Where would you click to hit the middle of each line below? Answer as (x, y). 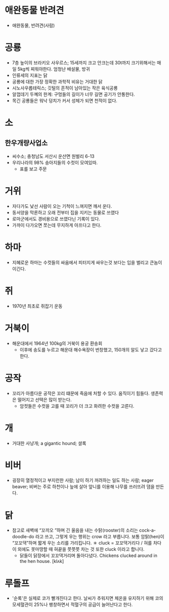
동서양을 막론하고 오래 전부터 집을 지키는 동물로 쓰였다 (66, 212)
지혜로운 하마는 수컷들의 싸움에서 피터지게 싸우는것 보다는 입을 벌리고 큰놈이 (87, 262)
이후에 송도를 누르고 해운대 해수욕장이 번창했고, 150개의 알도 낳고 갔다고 (91, 349)
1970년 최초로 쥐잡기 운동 (37, 306)
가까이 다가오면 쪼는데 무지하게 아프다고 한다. (57, 225)
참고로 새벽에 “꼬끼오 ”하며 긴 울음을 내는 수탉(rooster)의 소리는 (75, 530)
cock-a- (148, 530)
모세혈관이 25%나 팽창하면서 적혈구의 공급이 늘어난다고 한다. (72, 604)
